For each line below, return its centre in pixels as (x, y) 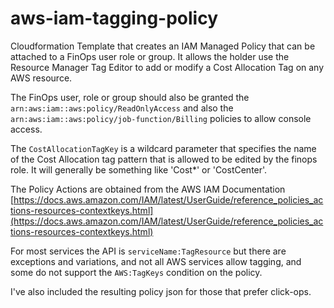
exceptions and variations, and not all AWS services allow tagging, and (156, 261)
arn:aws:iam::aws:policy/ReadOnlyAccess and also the (122, 108)
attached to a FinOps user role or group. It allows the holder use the (150, 56)
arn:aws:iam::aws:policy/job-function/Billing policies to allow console (161, 118)
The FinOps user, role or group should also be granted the (130, 97)
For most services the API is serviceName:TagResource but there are (148, 251)
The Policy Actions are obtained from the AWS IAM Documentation (148, 189)
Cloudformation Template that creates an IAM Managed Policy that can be (163, 46)
